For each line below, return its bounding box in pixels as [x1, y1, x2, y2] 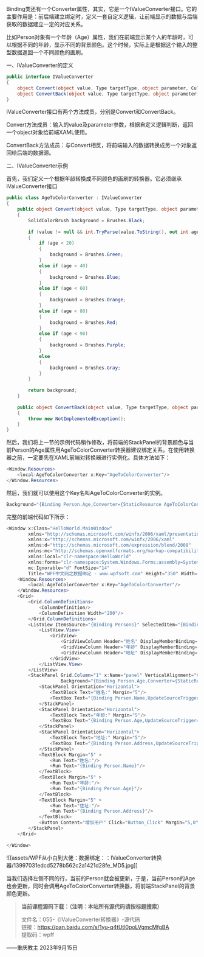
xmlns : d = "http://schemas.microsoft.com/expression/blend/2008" [28, 542, 191, 549]
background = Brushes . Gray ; [49, 365, 121, 371]
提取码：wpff [21, 931, 55, 938]
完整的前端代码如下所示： [6, 513, 70, 521]
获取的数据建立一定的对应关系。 [6, 21, 86, 27]
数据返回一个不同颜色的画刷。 [11, 49, 86, 56]
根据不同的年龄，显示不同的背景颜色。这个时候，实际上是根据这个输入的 [11, 41, 192, 48]
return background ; [28, 387, 78, 394]
